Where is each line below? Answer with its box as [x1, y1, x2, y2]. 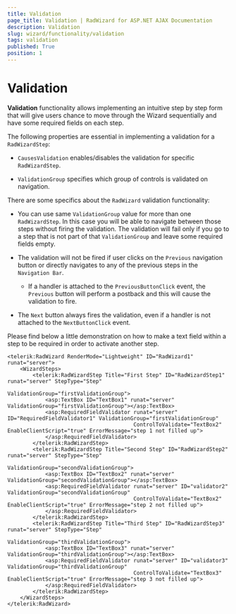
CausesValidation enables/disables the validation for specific [17, 153, 195, 162]
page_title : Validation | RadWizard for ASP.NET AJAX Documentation [7, 17, 213, 24]
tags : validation [7, 37, 58, 44]
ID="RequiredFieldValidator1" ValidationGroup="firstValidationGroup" [7, 415, 219, 422]
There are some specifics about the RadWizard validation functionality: [7, 196, 210, 204]
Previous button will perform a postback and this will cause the [27, 289, 211, 297]
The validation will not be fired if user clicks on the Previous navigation [17, 253, 223, 261]
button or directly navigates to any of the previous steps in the [17, 261, 199, 269]
